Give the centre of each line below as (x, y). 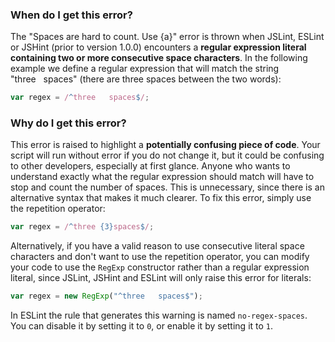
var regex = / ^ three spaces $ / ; (80, 98)
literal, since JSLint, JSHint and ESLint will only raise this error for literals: (161, 278)
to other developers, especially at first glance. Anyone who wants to (150, 166)
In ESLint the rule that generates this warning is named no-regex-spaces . (159, 315)
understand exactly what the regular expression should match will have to (162, 177)
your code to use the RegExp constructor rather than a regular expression (160, 267)
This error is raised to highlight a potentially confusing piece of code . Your (165, 145)
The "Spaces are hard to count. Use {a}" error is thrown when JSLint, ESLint (167, 37)
